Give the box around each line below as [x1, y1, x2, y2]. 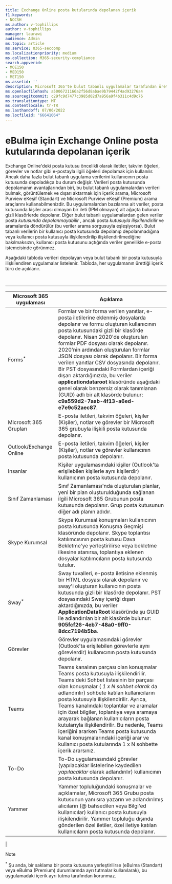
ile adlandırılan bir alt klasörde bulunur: [58, 615, 152, 622]
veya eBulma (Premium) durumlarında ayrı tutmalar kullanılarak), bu [5, 867, 147, 874]
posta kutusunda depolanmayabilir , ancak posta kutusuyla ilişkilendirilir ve [5, 217, 164, 224]
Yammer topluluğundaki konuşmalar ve [58, 783, 152, 790]
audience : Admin [5, 36, 40, 42]
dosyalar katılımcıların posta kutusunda [58, 555, 153, 562]
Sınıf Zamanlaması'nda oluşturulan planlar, [58, 482, 160, 489]
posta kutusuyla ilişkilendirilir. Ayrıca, [58, 695, 147, 703]
